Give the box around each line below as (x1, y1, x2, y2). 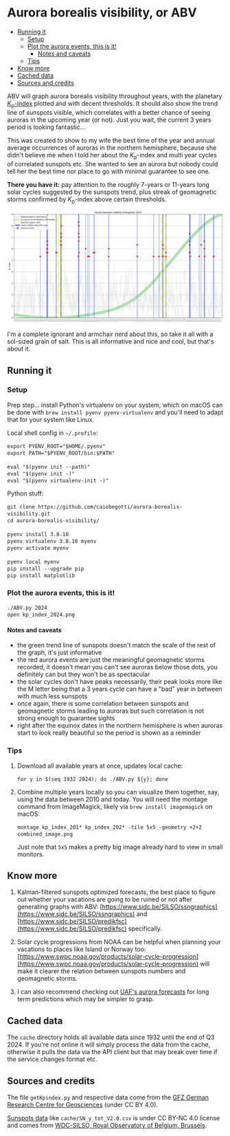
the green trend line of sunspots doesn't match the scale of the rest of (16, 641, 216, 649)
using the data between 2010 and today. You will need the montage (16, 795, 208, 803)
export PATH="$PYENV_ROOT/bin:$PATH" (7, 449, 115, 456)
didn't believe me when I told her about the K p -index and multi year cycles (7, 151, 218, 161)
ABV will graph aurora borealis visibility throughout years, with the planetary (7, 91, 222, 100)
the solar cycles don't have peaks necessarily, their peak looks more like (16, 678, 222, 686)
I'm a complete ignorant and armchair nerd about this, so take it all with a (7, 330, 214, 338)
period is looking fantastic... (7, 122, 86, 131)
